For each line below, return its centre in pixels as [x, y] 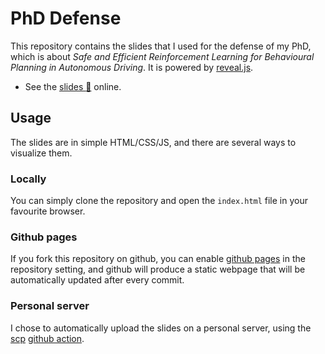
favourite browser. [48, 211]
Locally [28, 179]
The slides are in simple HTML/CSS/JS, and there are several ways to [153, 142]
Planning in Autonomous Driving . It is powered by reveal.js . [132, 67]
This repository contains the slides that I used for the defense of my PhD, [161, 46]
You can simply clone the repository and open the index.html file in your [159, 201]
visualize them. [41, 153]
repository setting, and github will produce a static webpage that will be [158, 269]
